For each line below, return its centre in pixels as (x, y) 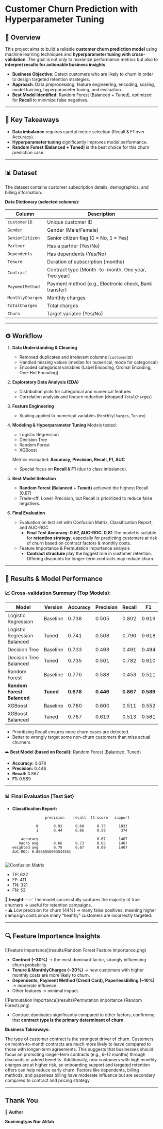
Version (54, 607)
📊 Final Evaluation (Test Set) (40, 796)
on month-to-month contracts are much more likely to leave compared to (78, 1044)
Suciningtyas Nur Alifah (30, 1122)
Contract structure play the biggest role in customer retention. (89, 554)
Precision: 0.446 (29, 768)
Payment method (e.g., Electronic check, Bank (99, 283)
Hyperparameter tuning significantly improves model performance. (80, 142)
